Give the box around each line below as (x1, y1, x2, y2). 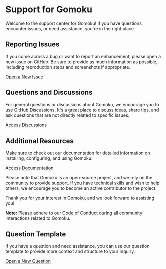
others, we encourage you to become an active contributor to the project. (5, 185, 157, 191)
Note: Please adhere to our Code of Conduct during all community (5, 210, 143, 216)
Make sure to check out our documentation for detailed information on (5, 150, 150, 156)
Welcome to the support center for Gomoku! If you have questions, (5, 20, 143, 26)
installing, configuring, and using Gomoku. (5, 155, 93, 161)
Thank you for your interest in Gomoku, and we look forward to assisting (5, 195, 154, 201)
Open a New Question (5, 258, 51, 264)
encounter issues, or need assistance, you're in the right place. (5, 25, 135, 31)
